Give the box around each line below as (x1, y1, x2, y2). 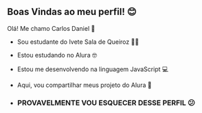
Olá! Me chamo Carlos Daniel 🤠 (7, 24, 96, 32)
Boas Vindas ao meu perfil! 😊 (7, 6, 137, 18)
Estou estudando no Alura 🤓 (16, 51, 98, 59)
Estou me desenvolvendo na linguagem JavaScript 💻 (16, 65, 169, 73)
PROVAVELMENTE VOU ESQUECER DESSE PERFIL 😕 (16, 98, 196, 108)
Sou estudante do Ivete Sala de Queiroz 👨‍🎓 (16, 38, 139, 46)
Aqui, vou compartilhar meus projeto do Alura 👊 (16, 81, 153, 89)
